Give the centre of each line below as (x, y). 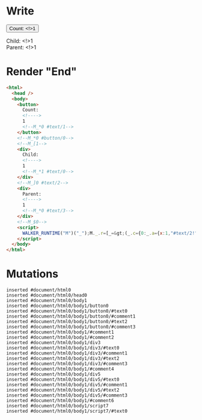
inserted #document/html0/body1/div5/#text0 (63, 380)
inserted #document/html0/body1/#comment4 (60, 369)
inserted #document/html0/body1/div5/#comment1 (67, 385)
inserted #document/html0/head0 (47, 295)
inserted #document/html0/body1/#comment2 (60, 338)
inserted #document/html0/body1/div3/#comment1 (67, 353)
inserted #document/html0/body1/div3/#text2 (63, 359)
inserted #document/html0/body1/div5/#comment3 (67, 395)
